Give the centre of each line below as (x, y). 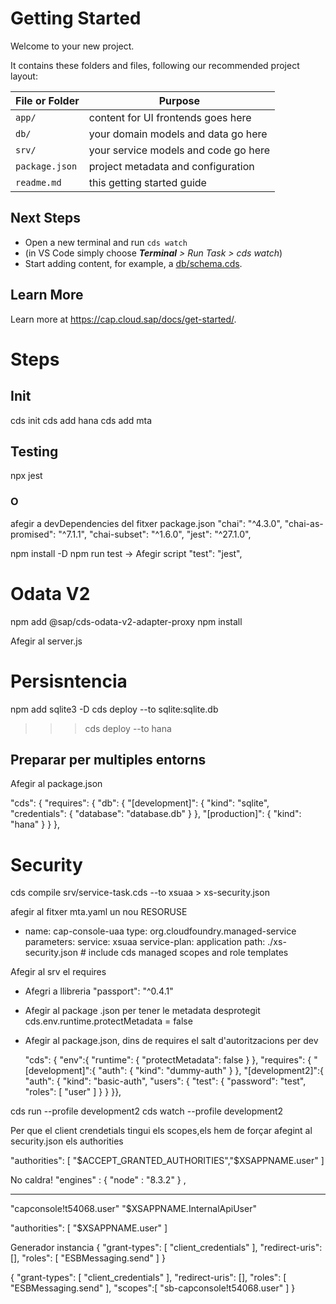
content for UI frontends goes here (170, 117)
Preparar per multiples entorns (108, 759)
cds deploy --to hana (128, 728)
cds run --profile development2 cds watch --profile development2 (147, 1111)
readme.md (38, 182)
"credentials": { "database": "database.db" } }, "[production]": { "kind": (156, 814)
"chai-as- (304, 523)
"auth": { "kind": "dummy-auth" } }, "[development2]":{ (211, 1071)
